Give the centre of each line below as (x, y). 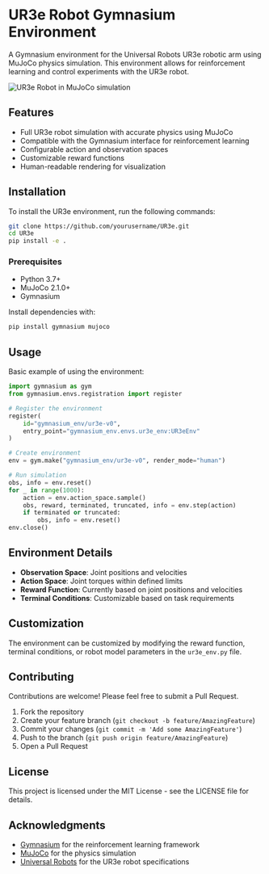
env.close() (28, 528)
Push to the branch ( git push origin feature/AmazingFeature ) (124, 737)
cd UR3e (21, 233)
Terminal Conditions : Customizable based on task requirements (127, 598)
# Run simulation (38, 475)
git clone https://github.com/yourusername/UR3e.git (99, 226)
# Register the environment (56, 408)
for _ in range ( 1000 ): (46, 490)
